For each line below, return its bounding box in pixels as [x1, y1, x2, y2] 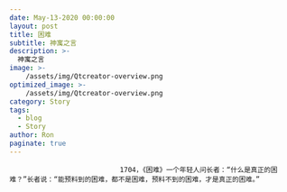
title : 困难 [9, 30, 51, 39]
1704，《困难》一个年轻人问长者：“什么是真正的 [119, 165, 272, 174]
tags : [9, 105, 30, 114]
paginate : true [9, 139, 67, 148]
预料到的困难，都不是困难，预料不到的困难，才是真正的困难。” [64, 175, 260, 184]
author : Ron [9, 131, 54, 140]
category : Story [9, 96, 70, 106]
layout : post [9, 22, 59, 31]
